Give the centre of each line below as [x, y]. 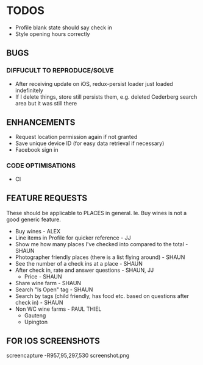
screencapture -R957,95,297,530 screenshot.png [68, 356]
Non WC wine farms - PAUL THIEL [58, 309]
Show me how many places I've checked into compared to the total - [101, 244]
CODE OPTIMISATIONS [41, 166]
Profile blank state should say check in [64, 27]
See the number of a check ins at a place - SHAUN [79, 263]
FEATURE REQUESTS [47, 198]
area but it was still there [46, 103]
